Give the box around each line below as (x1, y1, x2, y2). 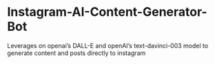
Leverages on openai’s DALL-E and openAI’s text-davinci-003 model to (7, 41, 209, 50)
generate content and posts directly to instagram (7, 49, 146, 57)
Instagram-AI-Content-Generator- (7, 4, 208, 20)
